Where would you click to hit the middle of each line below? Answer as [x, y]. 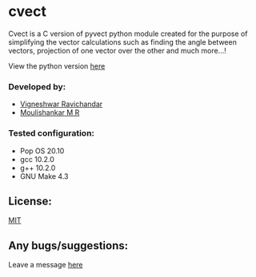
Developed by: [37, 86]
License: [30, 201]
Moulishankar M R [50, 113]
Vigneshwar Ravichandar [61, 104]
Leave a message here [46, 265]
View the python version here [57, 65]
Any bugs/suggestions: [68, 245]
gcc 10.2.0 [37, 159]
